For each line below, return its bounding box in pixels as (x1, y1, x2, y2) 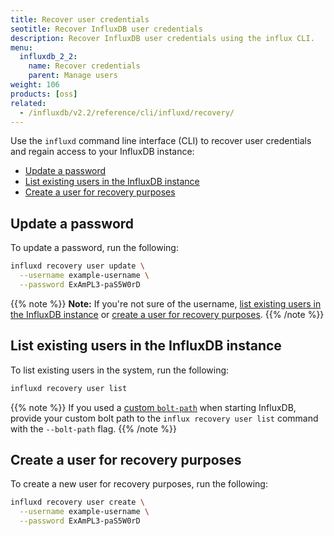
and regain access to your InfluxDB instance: (10, 146, 195, 158)
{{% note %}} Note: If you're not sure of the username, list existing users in (10, 297, 322, 310)
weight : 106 (10, 80, 60, 90)
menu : (10, 42, 33, 53)
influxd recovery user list (10, 383, 128, 393)
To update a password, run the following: (10, 242, 179, 254)
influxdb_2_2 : (19, 52, 78, 62)
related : (10, 98, 47, 108)
